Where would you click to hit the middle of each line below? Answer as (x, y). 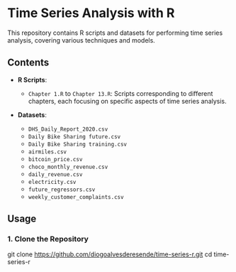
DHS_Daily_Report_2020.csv (68, 129)
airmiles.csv (47, 152)
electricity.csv (52, 182)
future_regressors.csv (62, 190)
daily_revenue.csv (55, 174)
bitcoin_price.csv (55, 159)
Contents (28, 63)
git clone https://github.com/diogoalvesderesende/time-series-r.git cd (110, 254)
